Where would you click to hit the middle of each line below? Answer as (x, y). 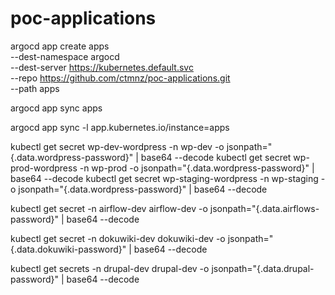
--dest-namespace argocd (65, 56)
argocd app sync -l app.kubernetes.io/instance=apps (120, 127)
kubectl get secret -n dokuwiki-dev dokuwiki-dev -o (118, 238)
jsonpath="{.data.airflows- (264, 208)
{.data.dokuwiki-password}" (68, 249)
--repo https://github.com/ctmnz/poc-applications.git (120, 78)
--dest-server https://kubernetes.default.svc (102, 67)
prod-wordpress (44, 168)
